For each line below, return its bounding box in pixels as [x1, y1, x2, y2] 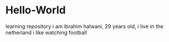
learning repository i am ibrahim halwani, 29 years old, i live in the [5, 23, 164, 30]
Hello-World [5, 3, 66, 17]
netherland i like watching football [5, 29, 87, 36]
